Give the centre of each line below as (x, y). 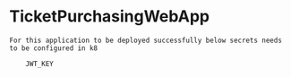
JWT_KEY (39, 64)
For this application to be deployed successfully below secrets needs (145, 40)
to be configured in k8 (54, 48)
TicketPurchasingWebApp (110, 17)
